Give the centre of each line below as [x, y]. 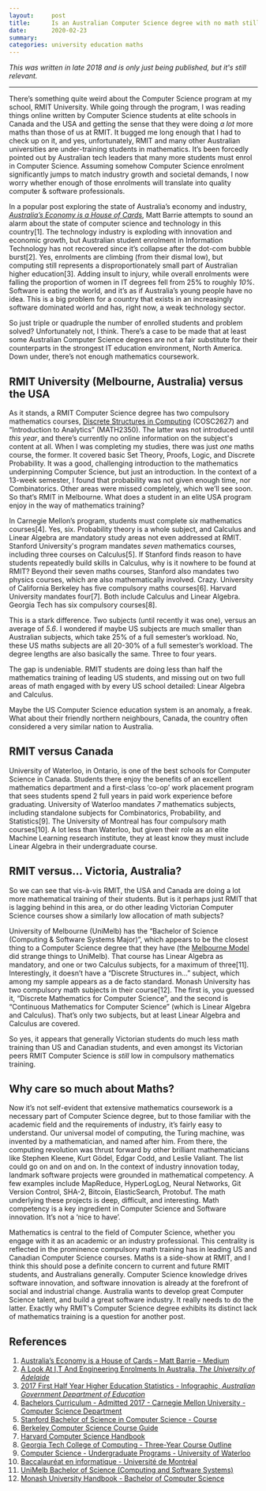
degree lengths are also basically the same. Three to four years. [113, 653]
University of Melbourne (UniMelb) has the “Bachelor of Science [114, 930]
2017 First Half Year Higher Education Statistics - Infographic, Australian [138, 1386]
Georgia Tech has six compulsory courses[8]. [83, 605]
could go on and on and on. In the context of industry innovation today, [124, 1167]
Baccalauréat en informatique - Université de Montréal [109, 1462]
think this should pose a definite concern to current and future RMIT [120, 1266]
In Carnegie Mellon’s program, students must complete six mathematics [126, 520]
